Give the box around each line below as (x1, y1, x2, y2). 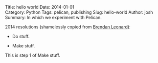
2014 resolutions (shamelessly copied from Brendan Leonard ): (5, 24, 131, 30)
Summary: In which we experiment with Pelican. (5, 15, 102, 20)
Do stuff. (12, 34, 30, 39)
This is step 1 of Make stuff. (5, 52, 60, 58)
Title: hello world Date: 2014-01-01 (5, 4, 74, 10)
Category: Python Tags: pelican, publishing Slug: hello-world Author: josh (5, 9, 153, 15)
